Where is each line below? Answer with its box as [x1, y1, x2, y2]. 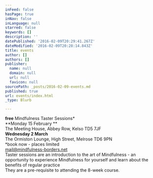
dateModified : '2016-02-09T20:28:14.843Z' [5, 43, 93, 48]
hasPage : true [5, 12, 34, 17]
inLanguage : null [5, 20, 41, 26]
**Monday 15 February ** [5, 120, 58, 127]
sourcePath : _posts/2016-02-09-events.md [5, 84, 91, 89]
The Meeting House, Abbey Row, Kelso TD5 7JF [5, 126, 101, 132]
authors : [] [5, 57, 29, 62]
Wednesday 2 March [5, 131, 48, 137]
